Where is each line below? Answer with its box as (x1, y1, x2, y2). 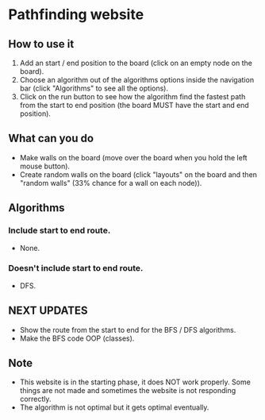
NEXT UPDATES (8, 304, 89, 318)
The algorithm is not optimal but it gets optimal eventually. (19, 403, 209, 412)
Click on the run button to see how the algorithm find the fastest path (19, 92, 246, 101)
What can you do (8, 132, 94, 145)
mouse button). (19, 161, 70, 171)
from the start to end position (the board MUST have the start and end (19, 101, 250, 110)
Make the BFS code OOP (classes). (19, 333, 135, 343)
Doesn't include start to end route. (8, 263, 144, 274)
